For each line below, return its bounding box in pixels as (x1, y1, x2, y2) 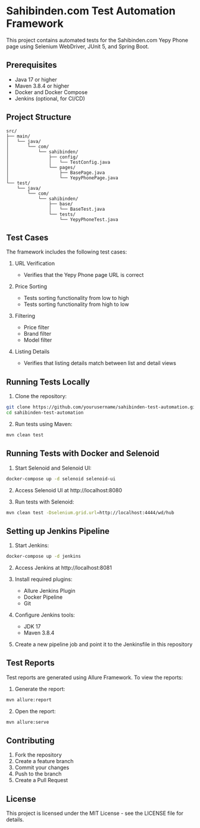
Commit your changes (14, 764, 70, 771)
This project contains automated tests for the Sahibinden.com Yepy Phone (6, 36, 189, 43)
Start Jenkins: (14, 542, 49, 549)
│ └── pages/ (6, 164, 76, 170)
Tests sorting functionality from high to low (23, 301, 129, 308)
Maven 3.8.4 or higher (14, 82, 70, 89)
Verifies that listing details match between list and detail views (23, 360, 177, 367)
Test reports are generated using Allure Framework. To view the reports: (6, 674, 183, 681)
